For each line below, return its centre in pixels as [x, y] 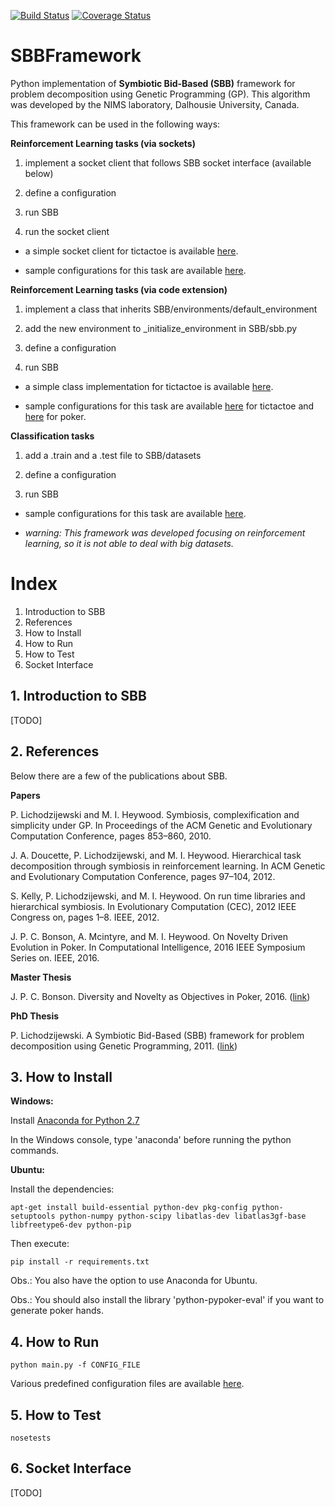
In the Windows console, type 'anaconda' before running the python [151, 1140]
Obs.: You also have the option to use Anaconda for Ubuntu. [134, 1281]
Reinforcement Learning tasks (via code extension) [119, 289]
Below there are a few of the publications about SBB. [119, 776]
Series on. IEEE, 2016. [55, 957]
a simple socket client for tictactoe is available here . [131, 251]
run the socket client [67, 231]
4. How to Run [55, 1341]
